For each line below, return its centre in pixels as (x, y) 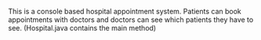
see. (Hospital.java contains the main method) (82, 28)
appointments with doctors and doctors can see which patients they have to (131, 20)
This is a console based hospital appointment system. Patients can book (125, 11)
